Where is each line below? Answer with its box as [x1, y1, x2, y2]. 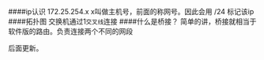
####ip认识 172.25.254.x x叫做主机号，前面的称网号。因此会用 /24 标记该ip [8, 7, 255, 16]
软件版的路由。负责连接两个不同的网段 [8, 27, 133, 36]
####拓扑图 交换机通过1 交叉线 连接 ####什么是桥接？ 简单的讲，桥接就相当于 [8, 17, 257, 26]
